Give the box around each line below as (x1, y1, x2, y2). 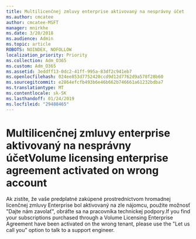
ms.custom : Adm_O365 (6, 63, 57, 69)
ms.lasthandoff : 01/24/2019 (6, 95, 75, 101)
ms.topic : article (6, 42, 51, 47)
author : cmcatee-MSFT (6, 19, 59, 25)
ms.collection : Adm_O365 (6, 57, 67, 63)
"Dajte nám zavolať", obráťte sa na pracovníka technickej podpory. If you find (6, 208, 191, 215)
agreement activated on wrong (6, 163, 159, 177)
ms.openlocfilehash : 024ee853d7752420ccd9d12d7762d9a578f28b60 (6, 74, 164, 80)
